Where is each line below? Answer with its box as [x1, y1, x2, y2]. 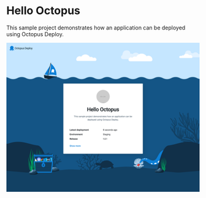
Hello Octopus [6, 4, 81, 18]
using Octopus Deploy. [6, 30, 64, 37]
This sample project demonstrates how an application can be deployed [6, 24, 186, 31]
